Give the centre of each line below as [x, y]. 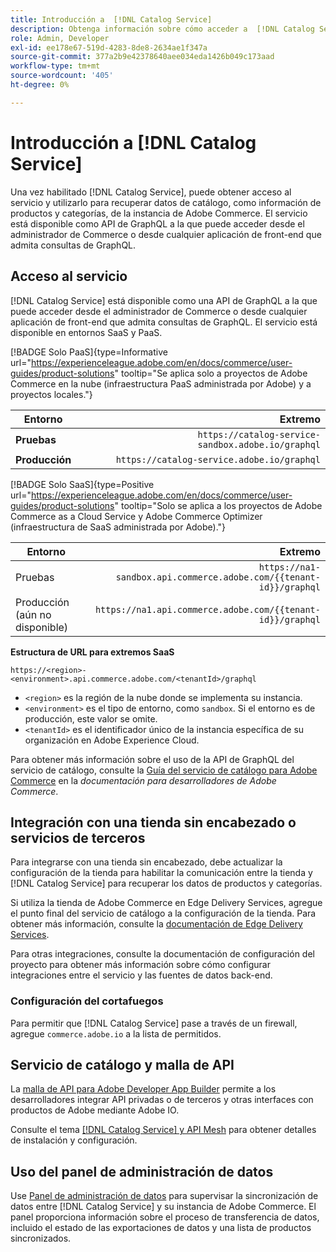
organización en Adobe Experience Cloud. [112, 740]
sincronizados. [41, 1238]
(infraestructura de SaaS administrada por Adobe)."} [118, 527]
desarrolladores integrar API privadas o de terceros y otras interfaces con [162, 1100]
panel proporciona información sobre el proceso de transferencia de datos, [165, 1217]
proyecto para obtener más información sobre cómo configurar [140, 965]
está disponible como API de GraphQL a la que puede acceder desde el [157, 223]
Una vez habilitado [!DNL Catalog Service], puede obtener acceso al [151, 192]
